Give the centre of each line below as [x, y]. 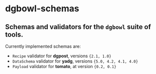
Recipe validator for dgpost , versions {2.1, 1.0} [62, 56]
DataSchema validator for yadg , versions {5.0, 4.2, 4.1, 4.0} [75, 61]
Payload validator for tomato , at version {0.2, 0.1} [64, 66]
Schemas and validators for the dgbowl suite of [78, 27]
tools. [14, 34]
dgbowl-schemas [42, 9]
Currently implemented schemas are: [43, 46]
